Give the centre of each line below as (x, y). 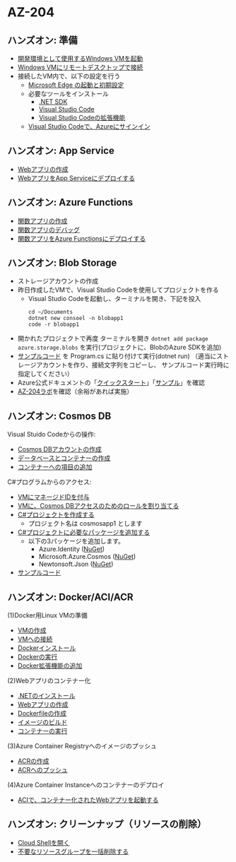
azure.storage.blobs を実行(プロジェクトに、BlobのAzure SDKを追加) (119, 348)
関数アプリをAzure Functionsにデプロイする (82, 238)
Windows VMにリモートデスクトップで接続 (80, 67)
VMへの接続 (35, 639)
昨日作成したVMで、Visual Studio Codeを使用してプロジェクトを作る (118, 290)
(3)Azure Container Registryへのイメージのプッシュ (82, 746)
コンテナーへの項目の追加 (55, 467)
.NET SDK (53, 102)
